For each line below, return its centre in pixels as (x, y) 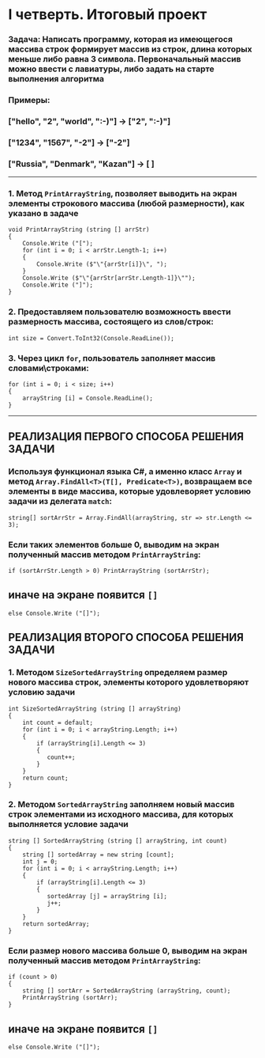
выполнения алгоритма (56, 79)
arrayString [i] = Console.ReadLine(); (88, 398)
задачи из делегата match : (60, 502)
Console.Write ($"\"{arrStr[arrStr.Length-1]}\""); (109, 279)
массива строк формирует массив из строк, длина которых (130, 49)
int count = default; (58, 722)
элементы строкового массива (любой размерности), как (127, 203)
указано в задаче (43, 214)
